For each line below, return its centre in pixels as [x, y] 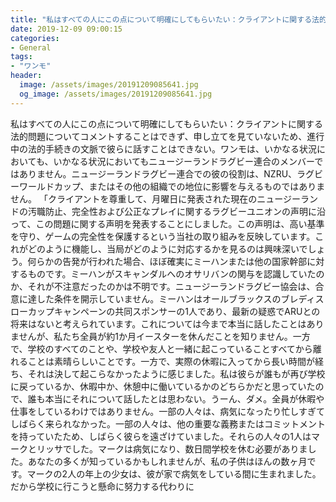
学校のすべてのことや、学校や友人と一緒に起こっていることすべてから [170, 348]
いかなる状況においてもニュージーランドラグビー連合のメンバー [184, 161]
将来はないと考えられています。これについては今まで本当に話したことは [158, 323]
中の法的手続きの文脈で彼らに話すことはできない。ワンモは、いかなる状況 [163, 148]
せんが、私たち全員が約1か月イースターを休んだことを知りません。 [155, 336]
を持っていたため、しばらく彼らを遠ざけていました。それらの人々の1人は [161, 436]
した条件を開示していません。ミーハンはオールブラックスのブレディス [180, 298]
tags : [21, 57]
